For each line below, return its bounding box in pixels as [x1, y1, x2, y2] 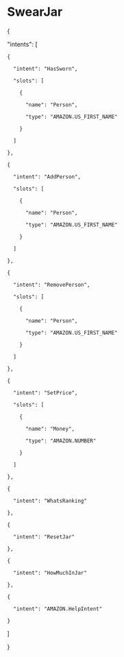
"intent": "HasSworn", [13, 65, 78, 72]
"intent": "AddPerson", [13, 173, 81, 180]
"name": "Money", [25, 425, 75, 432]
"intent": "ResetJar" [13, 533, 75, 540]
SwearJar [7, 4, 63, 20]
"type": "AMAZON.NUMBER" [25, 437, 97, 444]
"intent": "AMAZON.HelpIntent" [13, 605, 103, 612]
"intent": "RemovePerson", [13, 281, 90, 288]
